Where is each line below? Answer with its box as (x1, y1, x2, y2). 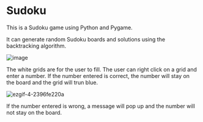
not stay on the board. (6, 109, 62, 116)
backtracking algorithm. (6, 42, 67, 49)
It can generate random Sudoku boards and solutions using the (6, 35, 166, 43)
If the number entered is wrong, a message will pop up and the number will (6, 102, 196, 110)
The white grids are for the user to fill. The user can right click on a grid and (6, 65, 197, 73)
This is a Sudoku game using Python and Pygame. (6, 24, 133, 31)
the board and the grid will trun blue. (6, 79, 98, 86)
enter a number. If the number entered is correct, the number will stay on (6, 72, 190, 79)
